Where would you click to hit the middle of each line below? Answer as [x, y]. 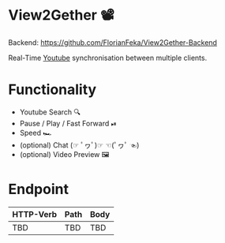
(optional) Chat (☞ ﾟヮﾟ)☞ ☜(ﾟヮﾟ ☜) [79, 145]
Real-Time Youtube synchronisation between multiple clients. [108, 58]
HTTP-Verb [35, 214]
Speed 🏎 [36, 133]
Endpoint [39, 189]
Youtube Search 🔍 [50, 112]
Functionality [52, 90]
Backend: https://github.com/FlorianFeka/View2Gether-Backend [112, 42]
